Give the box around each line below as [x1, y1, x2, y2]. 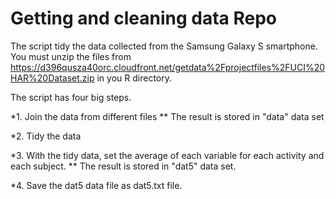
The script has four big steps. [10, 91, 132, 103]
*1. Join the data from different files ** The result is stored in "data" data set [10, 110, 325, 122]
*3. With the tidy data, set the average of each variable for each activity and [10, 149, 325, 161]
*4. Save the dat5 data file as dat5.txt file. [10, 179, 183, 191]
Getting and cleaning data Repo [10, 7, 277, 30]
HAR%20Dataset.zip [10, 72, 95, 84]
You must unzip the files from [10, 50, 132, 62]
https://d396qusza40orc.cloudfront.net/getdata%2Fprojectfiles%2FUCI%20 [10, 61, 326, 73]
